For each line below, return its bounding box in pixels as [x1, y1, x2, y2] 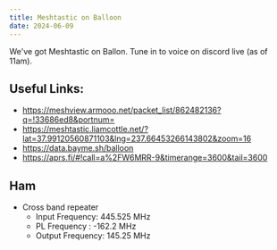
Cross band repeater [21, 202, 99, 212]
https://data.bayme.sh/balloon [21, 143, 134, 154]
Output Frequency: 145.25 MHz [35, 230, 151, 241]
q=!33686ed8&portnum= [21, 114, 115, 125]
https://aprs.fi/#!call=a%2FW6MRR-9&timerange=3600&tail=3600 [21, 153, 268, 163]
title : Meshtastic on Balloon [9, 12, 122, 22]
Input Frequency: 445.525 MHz [35, 212, 151, 222]
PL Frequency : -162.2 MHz [35, 221, 137, 232]
